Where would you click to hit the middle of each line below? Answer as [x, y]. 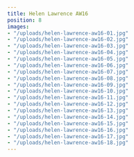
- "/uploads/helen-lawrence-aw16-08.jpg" [68, 78]
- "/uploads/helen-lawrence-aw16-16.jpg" [68, 130]
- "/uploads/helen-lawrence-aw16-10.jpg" [68, 91]
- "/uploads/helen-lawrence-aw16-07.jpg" [68, 72]
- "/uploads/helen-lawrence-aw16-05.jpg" [68, 59]
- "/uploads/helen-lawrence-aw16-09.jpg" [68, 85]
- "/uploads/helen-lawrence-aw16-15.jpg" [68, 123]
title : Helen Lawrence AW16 [48, 14]
